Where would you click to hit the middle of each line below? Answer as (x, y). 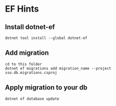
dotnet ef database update (32, 99)
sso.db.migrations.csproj (31, 72)
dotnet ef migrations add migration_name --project (58, 68)
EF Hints (22, 9)
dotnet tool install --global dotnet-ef (46, 38)
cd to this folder (23, 64)
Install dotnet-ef (30, 27)
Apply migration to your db (46, 88)
